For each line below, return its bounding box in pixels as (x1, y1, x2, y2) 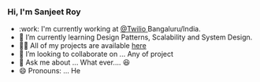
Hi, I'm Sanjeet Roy (7, 6, 81, 17)
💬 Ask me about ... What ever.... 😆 (18, 58, 131, 67)
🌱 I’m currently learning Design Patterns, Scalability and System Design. (18, 32, 253, 42)
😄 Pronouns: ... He (18, 66, 80, 76)
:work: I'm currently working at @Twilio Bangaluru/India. (18, 24, 202, 34)
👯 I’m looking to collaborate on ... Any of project (18, 50, 174, 59)
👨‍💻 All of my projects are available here (18, 41, 147, 50)
